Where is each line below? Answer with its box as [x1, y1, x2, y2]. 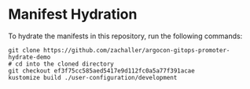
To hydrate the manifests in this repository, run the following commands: [8, 31, 243, 41]
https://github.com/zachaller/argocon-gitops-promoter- [42, 46, 230, 54]
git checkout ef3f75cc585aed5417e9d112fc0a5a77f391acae [8, 66, 195, 75]
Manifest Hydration [8, 5, 138, 23]
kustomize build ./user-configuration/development [8, 73, 178, 81]
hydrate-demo [8, 53, 51, 61]
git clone [8, 46, 41, 54]
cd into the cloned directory [15, 60, 114, 68]
